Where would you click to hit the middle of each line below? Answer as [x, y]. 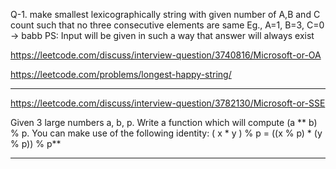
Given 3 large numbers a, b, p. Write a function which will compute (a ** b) [164, 122]
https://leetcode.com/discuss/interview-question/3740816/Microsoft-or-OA [166, 55]
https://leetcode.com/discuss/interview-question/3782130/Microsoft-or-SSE [168, 103]
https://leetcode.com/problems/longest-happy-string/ [121, 74]
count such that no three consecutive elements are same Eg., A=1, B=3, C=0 [167, 25]
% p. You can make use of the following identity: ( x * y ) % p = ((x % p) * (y [166, 133]
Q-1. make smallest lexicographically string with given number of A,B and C [165, 14]
